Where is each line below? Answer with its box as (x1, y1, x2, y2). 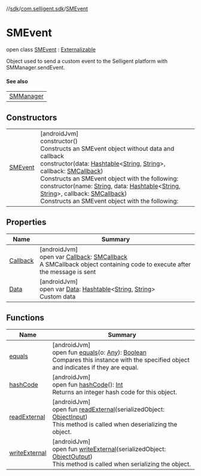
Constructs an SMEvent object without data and (40, 144, 175, 152)
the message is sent (39, 267, 96, 276)
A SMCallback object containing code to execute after (39, 260, 191, 269)
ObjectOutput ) (52, 452, 93, 460)
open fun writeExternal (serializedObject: (52, 445, 166, 453)
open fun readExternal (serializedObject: (52, 405, 165, 413)
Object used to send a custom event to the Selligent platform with (6, 57, 167, 65)
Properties (6, 217, 47, 227)
